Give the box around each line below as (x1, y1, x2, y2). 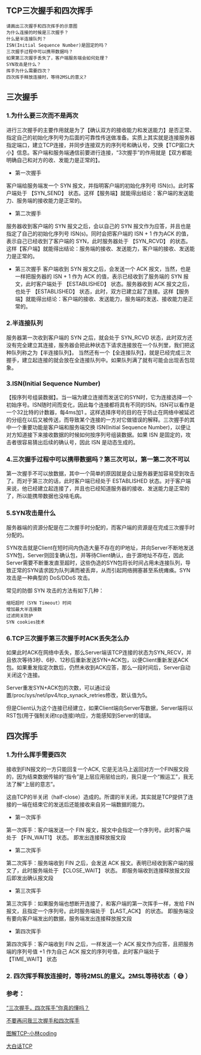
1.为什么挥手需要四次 (6, 751, 66, 759)
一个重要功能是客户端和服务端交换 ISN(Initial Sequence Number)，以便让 (11, 424, 191, 431)
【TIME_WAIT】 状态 (6, 955, 57, 963)
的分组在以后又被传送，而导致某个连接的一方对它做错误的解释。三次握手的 (6, 416, 190, 423)
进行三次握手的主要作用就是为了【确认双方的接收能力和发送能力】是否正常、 (6, 126, 195, 133)
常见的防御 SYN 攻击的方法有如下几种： (6, 587, 104, 594)
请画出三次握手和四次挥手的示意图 (6, 23, 78, 29)
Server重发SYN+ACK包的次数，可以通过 (6, 684, 106, 691)
